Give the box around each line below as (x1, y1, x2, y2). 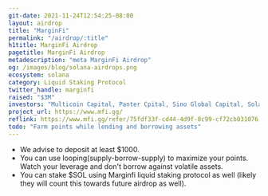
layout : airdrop (8, 19, 62, 27)
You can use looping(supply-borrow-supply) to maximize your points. (19, 153, 249, 163)
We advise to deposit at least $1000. (19, 144, 140, 154)
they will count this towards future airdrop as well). (19, 178, 187, 188)
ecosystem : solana (8, 71, 69, 79)
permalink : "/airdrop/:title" (8, 33, 109, 42)
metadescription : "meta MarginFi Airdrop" (8, 57, 152, 65)
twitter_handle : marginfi (8, 85, 94, 94)
